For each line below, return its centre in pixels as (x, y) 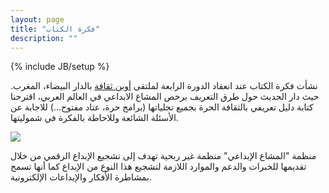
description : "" (44, 38)
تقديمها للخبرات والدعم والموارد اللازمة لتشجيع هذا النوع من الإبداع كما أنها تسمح (158, 167)
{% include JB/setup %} (60, 67)
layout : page (37, 19)
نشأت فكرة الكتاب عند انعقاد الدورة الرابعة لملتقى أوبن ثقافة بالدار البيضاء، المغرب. (164, 86)
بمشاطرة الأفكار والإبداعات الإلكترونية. (81, 177)
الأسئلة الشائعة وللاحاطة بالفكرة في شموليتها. (94, 118)
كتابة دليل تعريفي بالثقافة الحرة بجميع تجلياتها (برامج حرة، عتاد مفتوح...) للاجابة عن (162, 107)
